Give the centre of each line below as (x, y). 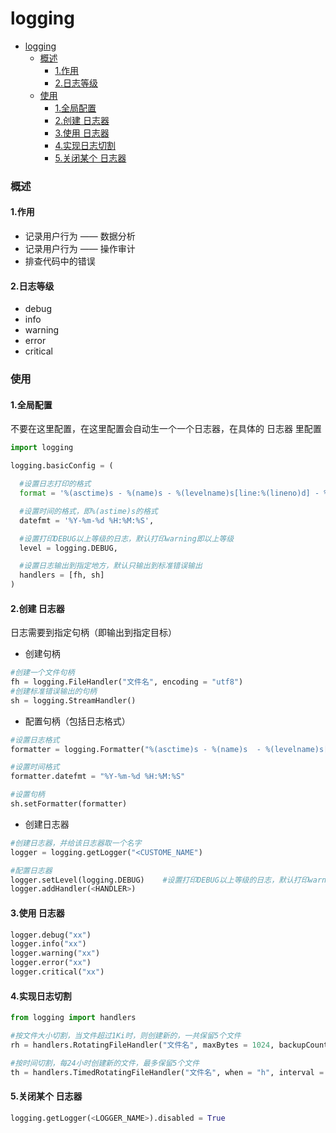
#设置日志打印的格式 (55, 484)
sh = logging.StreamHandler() (73, 700)
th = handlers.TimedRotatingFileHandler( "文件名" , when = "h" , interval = (167, 1072)
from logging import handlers (73, 1018)
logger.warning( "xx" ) (55, 953)
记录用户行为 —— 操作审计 (80, 249)
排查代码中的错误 (60, 261)
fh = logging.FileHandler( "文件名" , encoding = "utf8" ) (127, 682)
